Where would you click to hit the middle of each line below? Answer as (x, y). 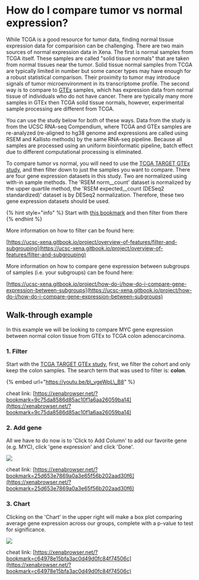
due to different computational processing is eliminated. (74, 151)
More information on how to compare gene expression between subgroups (98, 266)
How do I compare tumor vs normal (94, 10)
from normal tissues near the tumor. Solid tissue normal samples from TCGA (99, 64)
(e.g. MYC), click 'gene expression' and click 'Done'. (70, 447)
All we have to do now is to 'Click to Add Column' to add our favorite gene (97, 440)
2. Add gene (24, 427)
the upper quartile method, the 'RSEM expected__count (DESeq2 (85, 188)
